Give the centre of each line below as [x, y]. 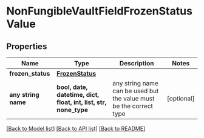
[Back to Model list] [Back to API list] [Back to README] [76, 129]
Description [137, 63]
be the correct [133, 106]
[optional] [181, 98]
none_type [72, 110]
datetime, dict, [78, 95]
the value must [133, 98]
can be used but [135, 91]
